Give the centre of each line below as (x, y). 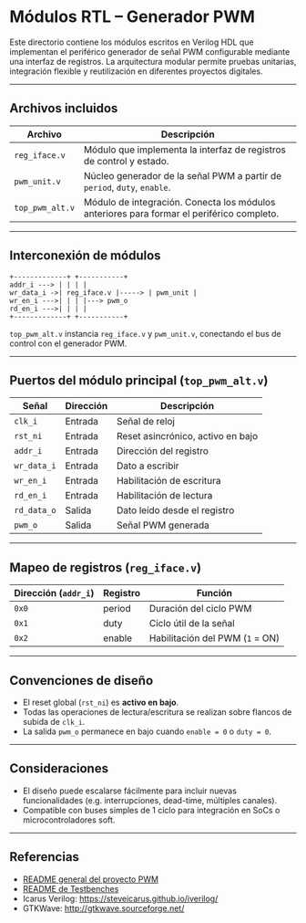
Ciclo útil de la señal (192, 624)
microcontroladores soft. (69, 820)
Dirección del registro (163, 451)
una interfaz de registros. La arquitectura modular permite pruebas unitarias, (153, 61)
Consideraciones (59, 769)
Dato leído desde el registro (176, 510)
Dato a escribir (148, 466)
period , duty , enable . (127, 187)
